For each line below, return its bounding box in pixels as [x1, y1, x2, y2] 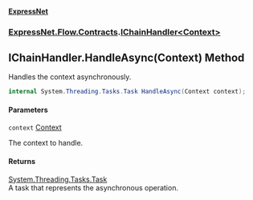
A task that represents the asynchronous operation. [8, 182, 179, 192]
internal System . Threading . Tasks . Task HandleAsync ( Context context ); [8, 88, 247, 96]
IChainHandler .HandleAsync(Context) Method [8, 50, 245, 64]
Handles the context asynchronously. [8, 72, 132, 82]
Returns [8, 157, 36, 166]
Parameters [8, 105, 48, 114]
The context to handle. [8, 138, 84, 148]
